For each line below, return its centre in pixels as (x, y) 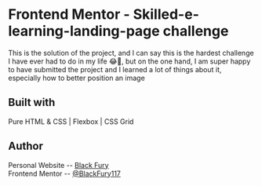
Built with (32, 102)
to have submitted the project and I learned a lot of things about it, (115, 69)
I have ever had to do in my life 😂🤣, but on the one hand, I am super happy (129, 61)
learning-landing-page (84, 31)
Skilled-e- (166, 15)
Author (25, 146)
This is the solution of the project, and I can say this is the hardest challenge (131, 53)
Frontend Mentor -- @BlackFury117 (65, 173)
